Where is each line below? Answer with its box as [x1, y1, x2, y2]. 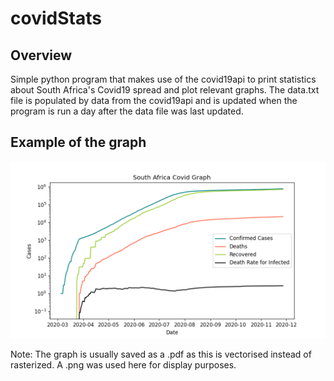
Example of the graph [10, 134, 147, 151]
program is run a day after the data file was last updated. [10, 105, 244, 117]
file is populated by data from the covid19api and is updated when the [10, 95, 298, 106]
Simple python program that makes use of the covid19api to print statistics [10, 73, 317, 85]
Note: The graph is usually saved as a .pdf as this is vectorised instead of [10, 348, 312, 361]
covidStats [10, 7, 102, 30]
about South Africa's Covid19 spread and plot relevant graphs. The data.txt [10, 84, 320, 96]
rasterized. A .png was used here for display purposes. [10, 359, 237, 371]
